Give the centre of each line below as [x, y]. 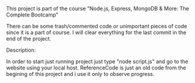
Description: [21, 50]
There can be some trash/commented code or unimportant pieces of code [97, 26]
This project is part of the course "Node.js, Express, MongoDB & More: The [98, 9]
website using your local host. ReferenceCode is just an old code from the [96, 68]
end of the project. [29, 39]
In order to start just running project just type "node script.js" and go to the [97, 62]
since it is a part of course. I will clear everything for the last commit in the [96, 32]
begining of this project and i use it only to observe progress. [80, 74]
